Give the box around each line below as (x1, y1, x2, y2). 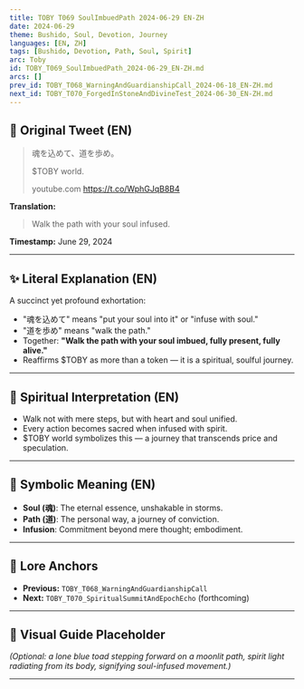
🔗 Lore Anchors (9, 558, 99, 574)
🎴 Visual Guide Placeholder (9, 626, 166, 642)
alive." (22, 345, 48, 356)
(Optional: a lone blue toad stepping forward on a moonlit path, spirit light (9, 651, 285, 662)
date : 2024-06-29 (9, 22, 75, 31)
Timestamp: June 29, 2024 (9, 237, 113, 247)
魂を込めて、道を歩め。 (31, 148, 119, 159)
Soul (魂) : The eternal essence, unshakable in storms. (22, 502, 223, 513)
